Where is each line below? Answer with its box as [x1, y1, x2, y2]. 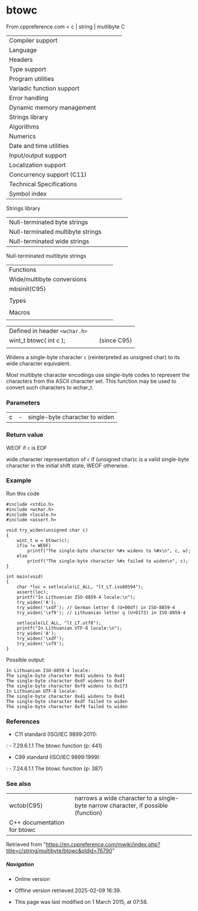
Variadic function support [9, 84, 80, 92]
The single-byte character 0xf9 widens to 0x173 [6, 683, 128, 689]
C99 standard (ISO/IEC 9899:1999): [14, 754, 101, 761]
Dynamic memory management [9, 103, 96, 111]
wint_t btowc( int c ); [9, 336, 65, 344]
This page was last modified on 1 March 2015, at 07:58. [14, 899, 148, 906]
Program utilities [9, 74, 54, 83]
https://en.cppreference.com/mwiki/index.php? [45, 841, 161, 848]
